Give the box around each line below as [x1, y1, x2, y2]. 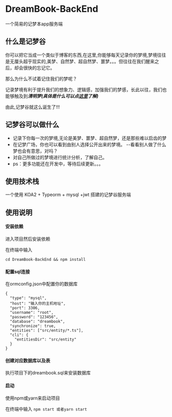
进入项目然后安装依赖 [5, 236, 50, 242]
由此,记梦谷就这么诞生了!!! [5, 104, 60, 110]
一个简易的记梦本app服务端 [5, 21, 63, 27]
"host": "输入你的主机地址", [10, 301, 66, 306]
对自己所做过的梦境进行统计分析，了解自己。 [12, 154, 107, 160]
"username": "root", [10, 310, 54, 315]
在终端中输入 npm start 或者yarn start [5, 406, 87, 412]
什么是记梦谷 [5, 37, 46, 46]
